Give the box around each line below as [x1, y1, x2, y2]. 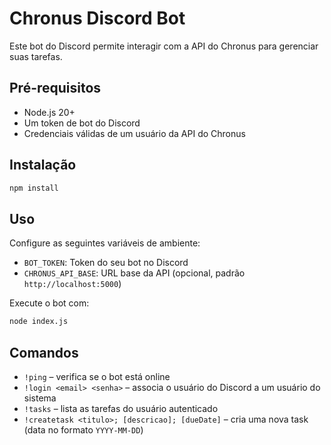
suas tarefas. [9, 50, 63, 62]
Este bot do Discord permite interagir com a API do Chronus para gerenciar [9, 40, 319, 52]
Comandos [9, 344, 79, 361]
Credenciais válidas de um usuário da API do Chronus [23, 127, 246, 139]
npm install [9, 183, 59, 193]
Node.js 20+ [23, 106, 76, 118]
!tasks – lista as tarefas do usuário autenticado [23, 402, 219, 414]
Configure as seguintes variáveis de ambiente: [9, 237, 201, 249]
